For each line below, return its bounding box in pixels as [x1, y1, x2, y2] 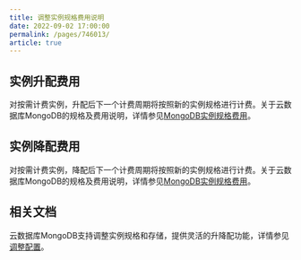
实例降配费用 [9, 139, 81, 154]
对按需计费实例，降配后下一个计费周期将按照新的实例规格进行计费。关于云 [9, 164, 284, 175]
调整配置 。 [9, 241, 49, 252]
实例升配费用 [9, 74, 81, 89]
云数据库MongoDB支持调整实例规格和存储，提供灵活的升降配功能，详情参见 [9, 230, 289, 240]
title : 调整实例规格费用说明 [9, 13, 105, 22]
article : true [9, 38, 63, 48]
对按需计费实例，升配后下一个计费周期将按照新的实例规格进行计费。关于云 [9, 100, 284, 110]
